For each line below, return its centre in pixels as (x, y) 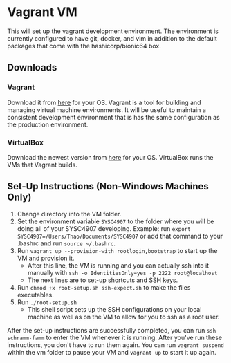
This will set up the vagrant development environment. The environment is (113, 31)
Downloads (32, 67)
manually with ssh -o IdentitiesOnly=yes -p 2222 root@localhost (122, 272)
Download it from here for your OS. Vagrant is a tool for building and (104, 102)
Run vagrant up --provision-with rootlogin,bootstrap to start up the (117, 250)
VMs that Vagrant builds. (42, 165)
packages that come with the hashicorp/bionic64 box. (84, 46)
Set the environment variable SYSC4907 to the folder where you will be (115, 221)
